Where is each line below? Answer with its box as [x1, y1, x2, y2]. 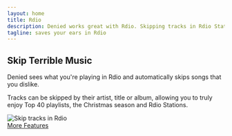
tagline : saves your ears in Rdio [7, 29, 107, 36]
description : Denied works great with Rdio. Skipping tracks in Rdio [7, 23, 212, 30]
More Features [7, 122, 49, 130]
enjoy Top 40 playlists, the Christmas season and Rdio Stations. [7, 101, 188, 109]
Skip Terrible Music [7, 54, 93, 66]
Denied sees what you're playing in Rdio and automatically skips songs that [7, 73, 222, 81]
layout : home [7, 10, 45, 17]
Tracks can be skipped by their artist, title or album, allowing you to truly [7, 93, 213, 102]
